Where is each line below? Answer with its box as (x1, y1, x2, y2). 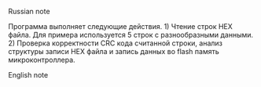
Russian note (8, 7, 50, 16)
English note (8, 71, 49, 79)
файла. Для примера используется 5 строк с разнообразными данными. (8, 31, 254, 39)
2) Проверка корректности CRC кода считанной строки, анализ (8, 38, 222, 48)
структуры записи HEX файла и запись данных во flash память (8, 47, 220, 56)
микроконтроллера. (8, 55, 76, 64)
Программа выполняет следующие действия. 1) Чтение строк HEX (8, 22, 233, 31)
